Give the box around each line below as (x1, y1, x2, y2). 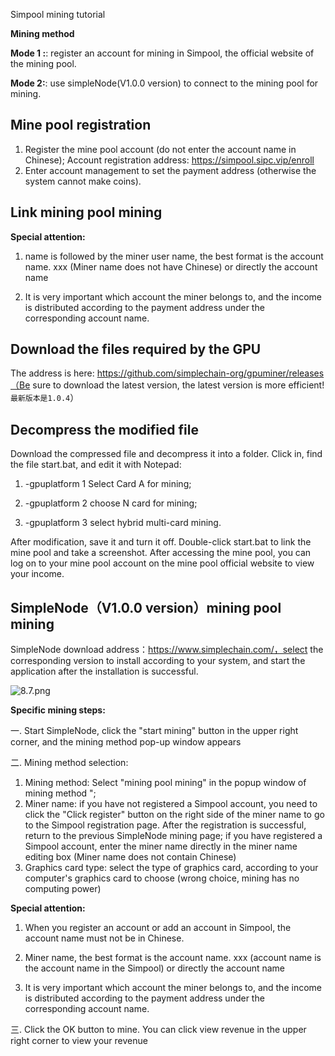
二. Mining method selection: (10, 757, 129, 769)
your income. (10, 568, 65, 580)
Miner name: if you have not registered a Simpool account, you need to (24, 798, 318, 810)
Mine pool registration (10, 117, 152, 134)
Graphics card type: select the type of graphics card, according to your (24, 862, 319, 874)
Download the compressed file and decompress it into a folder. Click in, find (10, 448, 323, 460)
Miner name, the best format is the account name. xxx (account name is (24, 952, 322, 964)
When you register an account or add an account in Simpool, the (24, 922, 292, 934)
